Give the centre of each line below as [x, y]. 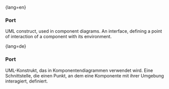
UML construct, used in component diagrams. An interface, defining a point [84, 31]
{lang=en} [16, 7]
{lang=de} [16, 46]
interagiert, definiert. [26, 81]
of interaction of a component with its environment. [59, 37]
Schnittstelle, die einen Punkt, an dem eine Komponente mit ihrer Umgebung [84, 75]
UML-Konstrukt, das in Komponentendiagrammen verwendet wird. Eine [79, 70]
